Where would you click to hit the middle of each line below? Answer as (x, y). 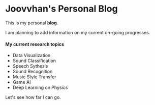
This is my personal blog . (32, 23)
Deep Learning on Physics (40, 88)
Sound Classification (34, 61)
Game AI (22, 82)
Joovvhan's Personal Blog (61, 9)
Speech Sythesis (30, 66)
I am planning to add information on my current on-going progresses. (78, 32)
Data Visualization (32, 56)
